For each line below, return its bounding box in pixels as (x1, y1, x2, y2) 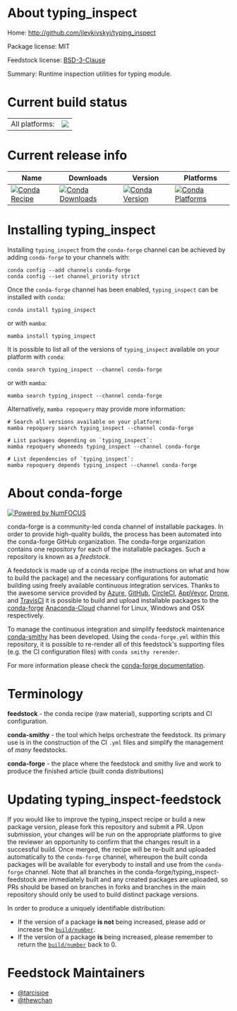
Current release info (7, 147, 128, 163)
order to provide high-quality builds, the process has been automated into (7, 529, 222, 538)
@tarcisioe (17, 988, 49, 997)
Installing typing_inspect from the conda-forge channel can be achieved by (7, 245, 226, 254)
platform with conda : (7, 352, 66, 361)
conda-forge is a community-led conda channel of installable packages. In (7, 522, 224, 531)
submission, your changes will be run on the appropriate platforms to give (7, 830, 222, 838)
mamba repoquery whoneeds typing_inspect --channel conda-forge (7, 443, 200, 450)
